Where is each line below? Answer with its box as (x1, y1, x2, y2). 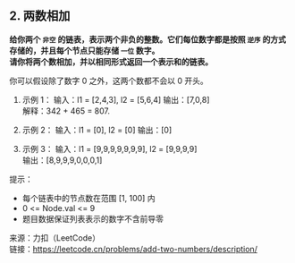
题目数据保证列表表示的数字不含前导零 (21, 213, 164, 224)
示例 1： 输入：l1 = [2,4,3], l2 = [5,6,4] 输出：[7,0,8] (21, 94, 210, 105)
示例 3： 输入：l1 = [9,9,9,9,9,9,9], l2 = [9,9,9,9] (21, 143, 198, 154)
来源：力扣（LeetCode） (9, 232, 101, 243)
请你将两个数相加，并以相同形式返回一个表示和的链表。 (9, 56, 213, 67)
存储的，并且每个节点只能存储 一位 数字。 (9, 45, 160, 55)
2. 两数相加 (9, 8, 71, 24)
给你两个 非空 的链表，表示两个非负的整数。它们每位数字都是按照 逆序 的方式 (9, 34, 286, 45)
